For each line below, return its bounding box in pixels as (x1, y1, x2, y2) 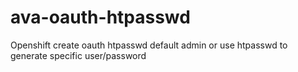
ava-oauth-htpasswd (10, 6, 191, 29)
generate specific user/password (10, 49, 147, 61)
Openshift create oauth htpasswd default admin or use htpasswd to (10, 39, 288, 51)
